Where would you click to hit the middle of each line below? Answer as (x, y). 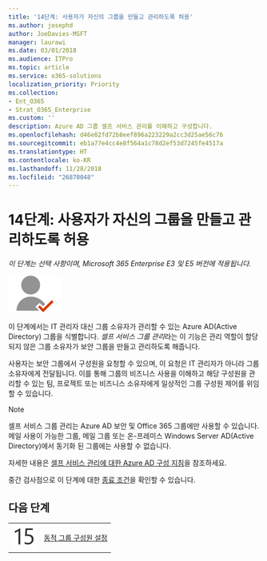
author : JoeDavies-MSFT (48, 34)
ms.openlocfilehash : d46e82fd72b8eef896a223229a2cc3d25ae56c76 (116, 135)
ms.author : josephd (41, 25)
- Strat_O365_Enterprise (50, 109)
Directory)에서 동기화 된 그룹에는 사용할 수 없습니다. (90, 446)
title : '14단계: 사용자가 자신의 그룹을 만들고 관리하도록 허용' (101, 17)
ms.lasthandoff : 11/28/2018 (55, 169)
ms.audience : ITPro (41, 59)
